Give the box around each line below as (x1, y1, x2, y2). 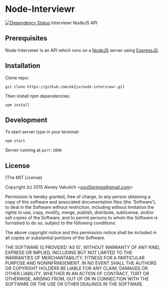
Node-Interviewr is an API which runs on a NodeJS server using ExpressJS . (5, 47, 160, 53)
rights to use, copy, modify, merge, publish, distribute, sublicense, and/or (5, 209, 154, 215)
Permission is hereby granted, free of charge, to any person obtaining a (5, 194, 151, 200)
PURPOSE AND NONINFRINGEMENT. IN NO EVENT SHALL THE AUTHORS (5, 260, 157, 266)
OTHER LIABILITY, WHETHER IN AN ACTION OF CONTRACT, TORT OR (5, 271, 149, 277)
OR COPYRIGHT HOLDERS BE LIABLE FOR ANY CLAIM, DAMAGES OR (5, 265, 148, 271)
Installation (5, 62, 41, 70)
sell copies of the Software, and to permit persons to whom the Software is (5, 215, 158, 221)
